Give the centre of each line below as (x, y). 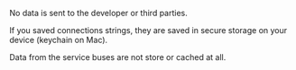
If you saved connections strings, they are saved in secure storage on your (148, 30)
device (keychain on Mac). (59, 40)
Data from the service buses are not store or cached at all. (118, 57)
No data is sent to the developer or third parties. (98, 13)
